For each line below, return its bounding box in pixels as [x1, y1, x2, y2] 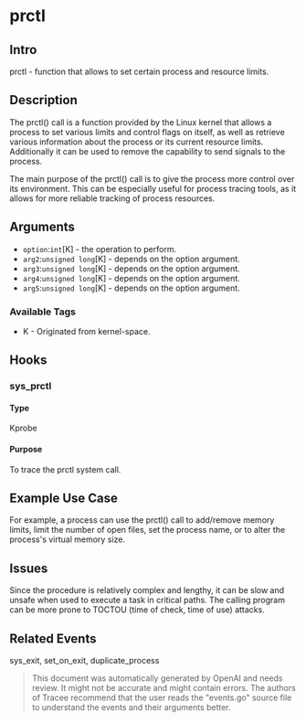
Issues [9, 560, 48, 576]
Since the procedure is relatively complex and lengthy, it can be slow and [9, 585, 285, 596]
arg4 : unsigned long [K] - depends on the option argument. [22, 272, 240, 283]
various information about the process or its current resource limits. [9, 136, 264, 147]
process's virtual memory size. [9, 534, 126, 545]
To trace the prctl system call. [9, 463, 121, 475]
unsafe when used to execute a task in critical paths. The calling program [9, 595, 286, 606]
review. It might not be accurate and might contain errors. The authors [31, 683, 297, 694]
